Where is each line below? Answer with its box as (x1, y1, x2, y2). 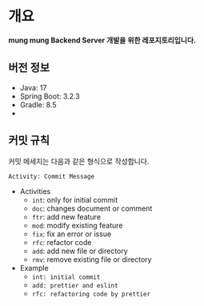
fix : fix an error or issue (31, 229, 112, 239)
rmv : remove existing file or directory (31, 254, 152, 264)
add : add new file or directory (31, 246, 128, 256)
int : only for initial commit (31, 195, 118, 204)
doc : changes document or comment (31, 203, 153, 213)
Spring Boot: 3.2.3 (19, 91, 80, 101)
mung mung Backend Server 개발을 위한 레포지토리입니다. (8, 35, 197, 45)
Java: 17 (19, 83, 47, 92)
